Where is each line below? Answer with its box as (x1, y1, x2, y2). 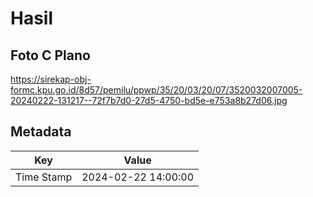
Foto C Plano (10, 47, 91, 64)
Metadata (10, 123, 72, 141)
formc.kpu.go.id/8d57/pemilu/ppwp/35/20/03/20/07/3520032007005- (10, 84, 303, 96)
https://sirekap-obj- (10, 73, 92, 85)
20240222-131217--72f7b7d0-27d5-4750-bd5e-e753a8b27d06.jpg (10, 95, 288, 106)
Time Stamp (15, 170, 73, 184)
